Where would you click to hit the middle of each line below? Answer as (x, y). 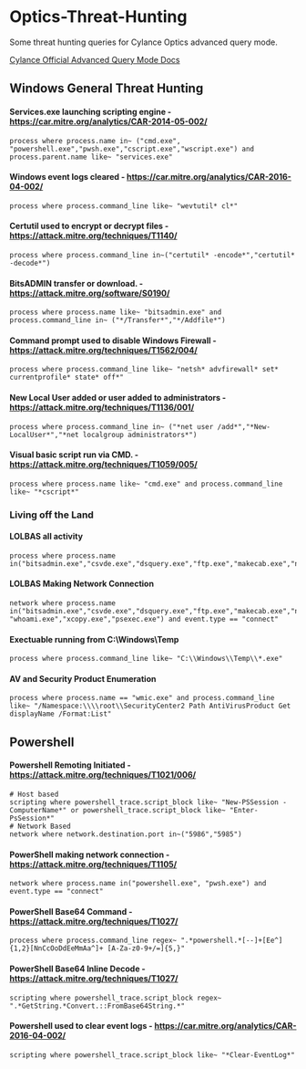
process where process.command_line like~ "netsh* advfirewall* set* (144, 370)
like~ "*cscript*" (44, 492)
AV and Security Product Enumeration (83, 678)
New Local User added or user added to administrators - (118, 397)
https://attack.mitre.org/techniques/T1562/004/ (103, 350)
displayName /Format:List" (61, 714)
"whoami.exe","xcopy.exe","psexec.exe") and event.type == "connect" (144, 619)
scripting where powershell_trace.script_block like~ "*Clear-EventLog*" (153, 1055)
